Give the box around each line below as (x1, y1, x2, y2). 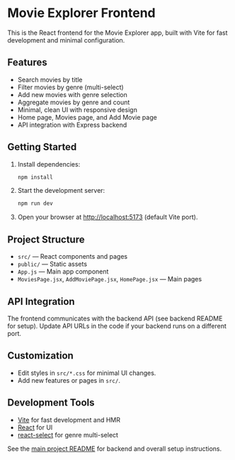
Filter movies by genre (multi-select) (17, 83, 124, 91)
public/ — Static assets (17, 260, 87, 269)
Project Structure (7, 233, 85, 245)
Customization (7, 349, 74, 362)
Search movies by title (17, 75, 83, 84)
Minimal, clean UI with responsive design (17, 105, 138, 114)
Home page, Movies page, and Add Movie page (17, 113, 157, 121)
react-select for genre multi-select (17, 430, 119, 439)
